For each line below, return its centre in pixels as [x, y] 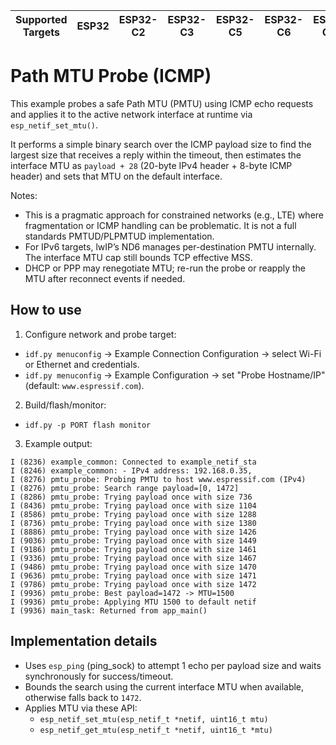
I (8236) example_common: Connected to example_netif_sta [133, 462]
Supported [41, 19]
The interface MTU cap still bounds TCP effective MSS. [138, 257]
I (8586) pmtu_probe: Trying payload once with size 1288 [133, 514]
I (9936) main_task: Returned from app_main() [109, 610]
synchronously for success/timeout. [99, 676]
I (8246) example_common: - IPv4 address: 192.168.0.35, [131, 470]
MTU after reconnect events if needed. [105, 278]
